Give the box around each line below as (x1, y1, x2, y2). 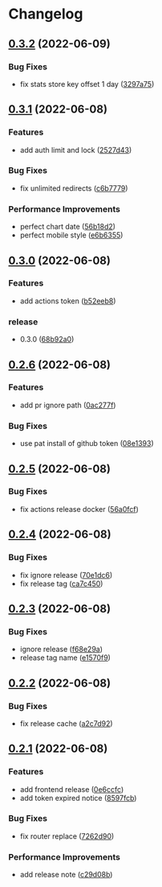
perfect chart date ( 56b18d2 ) (19, 222, 116, 232)
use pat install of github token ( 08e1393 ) (19, 439, 154, 448)
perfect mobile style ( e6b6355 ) (19, 230, 124, 240)
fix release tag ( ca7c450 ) (19, 579, 103, 588)
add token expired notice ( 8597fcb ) (19, 793, 137, 802)
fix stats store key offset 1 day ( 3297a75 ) (19, 79, 155, 89)
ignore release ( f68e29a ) (19, 645, 103, 654)
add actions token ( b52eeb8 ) (19, 295, 116, 306)
